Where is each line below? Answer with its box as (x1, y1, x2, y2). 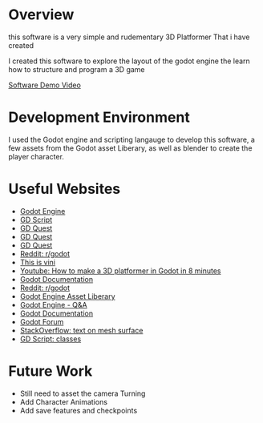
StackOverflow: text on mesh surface (19, 325, 144, 335)
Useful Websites (8, 180, 121, 198)
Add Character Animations (19, 397, 108, 406)
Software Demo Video (8, 80, 82, 90)
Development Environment (8, 108, 190, 127)
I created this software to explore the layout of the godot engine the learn (8, 56, 250, 66)
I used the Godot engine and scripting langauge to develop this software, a (8, 135, 255, 144)
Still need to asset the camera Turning (19, 389, 146, 398)
